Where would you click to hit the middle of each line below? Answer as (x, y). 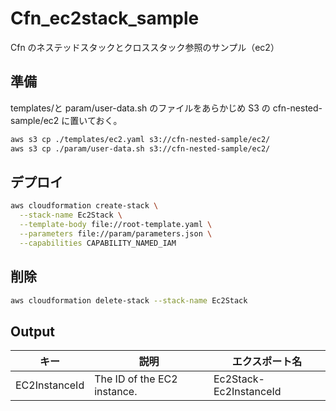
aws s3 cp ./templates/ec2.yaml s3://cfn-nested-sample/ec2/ (140, 139)
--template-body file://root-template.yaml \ (116, 225)
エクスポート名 (267, 362)
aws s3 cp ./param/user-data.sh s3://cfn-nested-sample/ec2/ (140, 148)
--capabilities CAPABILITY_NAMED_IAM (98, 243)
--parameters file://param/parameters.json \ (116, 233)
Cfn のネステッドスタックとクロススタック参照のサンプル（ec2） (145, 47)
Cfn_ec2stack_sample (105, 18)
